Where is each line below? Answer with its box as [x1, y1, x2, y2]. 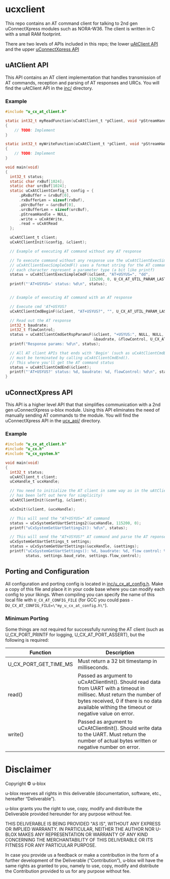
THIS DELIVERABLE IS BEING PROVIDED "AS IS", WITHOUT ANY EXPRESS [5, 820, 161, 826]
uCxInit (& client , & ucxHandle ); [10, 507, 76, 512]
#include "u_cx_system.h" [5, 451, 60, 456]
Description [105, 649, 135, 656]
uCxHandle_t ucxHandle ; [10, 479, 60, 484]
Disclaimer [5, 764, 52, 775]
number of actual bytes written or [77, 737, 157, 744]
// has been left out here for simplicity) [10, 493, 103, 498]
